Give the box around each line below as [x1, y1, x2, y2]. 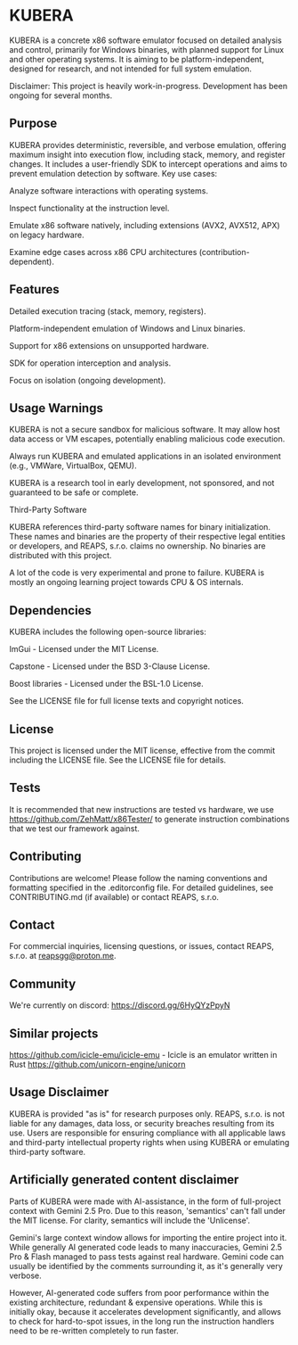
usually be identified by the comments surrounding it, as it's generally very [9, 1260, 283, 1271]
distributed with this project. [9, 550, 113, 561]
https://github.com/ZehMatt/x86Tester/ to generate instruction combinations [9, 813, 290, 824]
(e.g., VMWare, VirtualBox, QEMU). [9, 460, 137, 471]
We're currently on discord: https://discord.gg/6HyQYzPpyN [9, 1000, 230, 1011]
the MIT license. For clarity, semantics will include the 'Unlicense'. [9, 1215, 251, 1225]
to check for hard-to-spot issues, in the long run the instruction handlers [9, 1316, 275, 1326]
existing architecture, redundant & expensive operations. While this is [9, 1297, 263, 1308]
